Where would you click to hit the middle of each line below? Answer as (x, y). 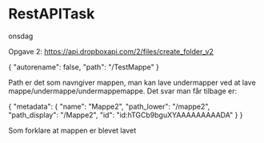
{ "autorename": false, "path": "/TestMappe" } (84, 67)
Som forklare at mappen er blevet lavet (72, 130)
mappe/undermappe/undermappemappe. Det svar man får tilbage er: (123, 91)
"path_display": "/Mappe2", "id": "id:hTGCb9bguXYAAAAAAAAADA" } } (126, 115)
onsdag (21, 36)
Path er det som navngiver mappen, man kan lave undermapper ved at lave (132, 82)
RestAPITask (52, 14)
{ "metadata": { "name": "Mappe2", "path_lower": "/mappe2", (109, 106)
